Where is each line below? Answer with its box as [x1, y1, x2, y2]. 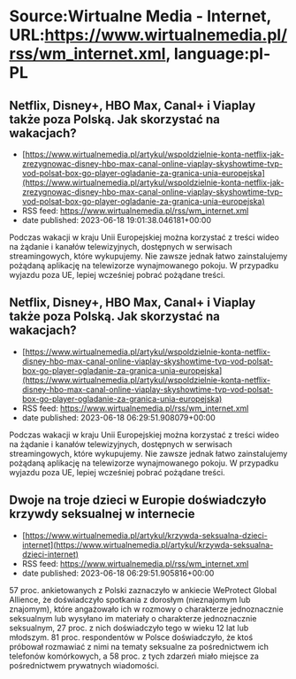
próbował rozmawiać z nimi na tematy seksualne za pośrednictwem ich [9, 641, 269, 652]
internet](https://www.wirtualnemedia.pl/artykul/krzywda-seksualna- [21, 539, 274, 550]
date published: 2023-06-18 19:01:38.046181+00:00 [21, 215, 212, 225]
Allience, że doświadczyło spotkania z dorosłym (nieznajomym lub [9, 594, 251, 605]
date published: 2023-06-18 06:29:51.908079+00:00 [21, 412, 216, 422]
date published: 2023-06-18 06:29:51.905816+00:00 [21, 567, 215, 578]
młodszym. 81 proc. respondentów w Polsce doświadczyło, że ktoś [9, 631, 254, 643]
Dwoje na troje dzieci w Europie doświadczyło [9, 493, 267, 508]
